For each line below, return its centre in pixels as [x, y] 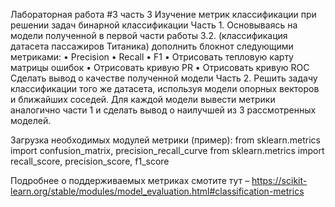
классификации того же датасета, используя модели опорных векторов [165, 88]
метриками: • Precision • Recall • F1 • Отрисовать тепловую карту [152, 57]
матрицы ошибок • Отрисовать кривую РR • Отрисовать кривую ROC [160, 67]
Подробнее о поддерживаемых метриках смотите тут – [130, 180]
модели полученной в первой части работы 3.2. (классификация [149, 35]
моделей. [31, 120]
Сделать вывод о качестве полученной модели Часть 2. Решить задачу [164, 78]
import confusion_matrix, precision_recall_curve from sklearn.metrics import [167, 150]
